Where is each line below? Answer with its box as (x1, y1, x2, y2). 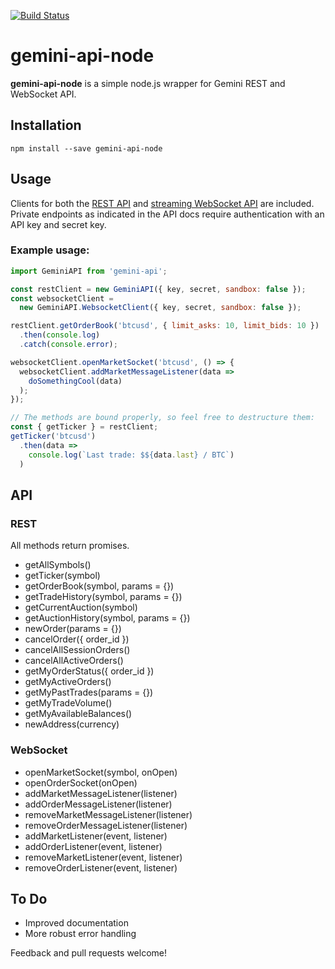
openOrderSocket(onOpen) (24, 776, 138, 789)
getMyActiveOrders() (24, 676, 112, 688)
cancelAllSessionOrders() (24, 644, 131, 656)
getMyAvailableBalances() (24, 708, 133, 720)
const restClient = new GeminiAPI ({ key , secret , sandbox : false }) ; (10, 284, 307, 294)
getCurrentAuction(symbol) (24, 601, 138, 614)
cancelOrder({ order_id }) (24, 633, 130, 645)
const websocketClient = (10, 293, 114, 304)
